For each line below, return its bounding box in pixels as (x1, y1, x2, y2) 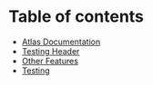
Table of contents (8, 6, 145, 27)
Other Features (21, 55, 79, 66)
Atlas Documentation (21, 36, 101, 47)
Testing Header (21, 45, 80, 56)
